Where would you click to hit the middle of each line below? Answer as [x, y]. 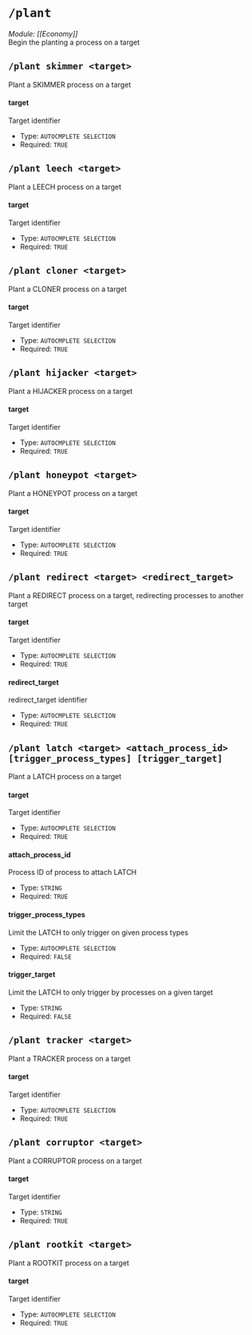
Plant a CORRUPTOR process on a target [75, 1160]
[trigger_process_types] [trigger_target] [116, 758]
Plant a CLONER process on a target [68, 289]
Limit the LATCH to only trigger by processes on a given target [111, 992]
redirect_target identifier [48, 700]
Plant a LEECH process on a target [65, 187]
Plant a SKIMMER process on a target [70, 85]
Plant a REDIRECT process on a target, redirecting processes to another [126, 595]
